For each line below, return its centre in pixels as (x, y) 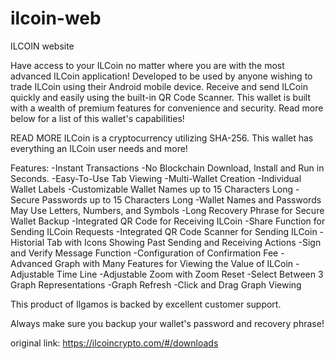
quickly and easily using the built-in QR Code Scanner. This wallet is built (160, 97)
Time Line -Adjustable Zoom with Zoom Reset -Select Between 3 (190, 274)
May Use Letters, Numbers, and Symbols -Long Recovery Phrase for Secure (167, 210)
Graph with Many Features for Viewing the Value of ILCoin (174, 263)
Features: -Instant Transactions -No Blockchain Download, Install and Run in (167, 168)
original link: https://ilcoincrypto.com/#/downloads (114, 343)
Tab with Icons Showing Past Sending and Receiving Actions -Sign (184, 242)
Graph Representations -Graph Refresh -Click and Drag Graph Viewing (156, 284)
